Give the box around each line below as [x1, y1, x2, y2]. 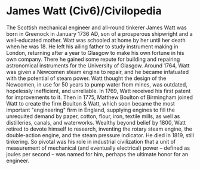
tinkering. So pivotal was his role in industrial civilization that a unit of [6, 138, 176, 145]
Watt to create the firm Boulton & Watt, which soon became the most [6, 100, 175, 107]
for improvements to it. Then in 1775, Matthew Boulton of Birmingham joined [6, 94, 193, 101]
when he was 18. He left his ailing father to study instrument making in [6, 43, 179, 50]
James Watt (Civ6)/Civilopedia [6, 4, 162, 18]
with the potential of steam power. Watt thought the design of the [6, 75, 167, 82]
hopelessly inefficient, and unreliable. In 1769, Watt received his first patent [6, 87, 191, 94]
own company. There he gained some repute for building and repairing [6, 55, 180, 63]
